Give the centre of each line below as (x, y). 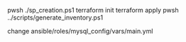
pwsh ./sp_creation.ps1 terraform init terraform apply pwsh (93, 10)
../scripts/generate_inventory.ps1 (55, 17)
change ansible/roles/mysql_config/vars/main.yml (80, 31)
